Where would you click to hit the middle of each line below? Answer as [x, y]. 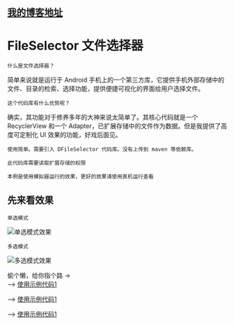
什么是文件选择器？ [31, 66]
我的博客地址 [35, 13]
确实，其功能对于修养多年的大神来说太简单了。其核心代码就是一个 [103, 117]
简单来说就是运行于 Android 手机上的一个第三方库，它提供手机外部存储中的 [116, 80]
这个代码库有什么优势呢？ [39, 103]
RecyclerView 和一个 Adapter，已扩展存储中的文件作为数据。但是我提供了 [114, 126]
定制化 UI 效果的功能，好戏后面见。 [71, 135]
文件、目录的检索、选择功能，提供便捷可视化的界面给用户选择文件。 [106, 89]
